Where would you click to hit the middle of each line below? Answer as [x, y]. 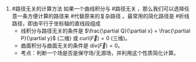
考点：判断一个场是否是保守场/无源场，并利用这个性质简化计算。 [100, 53]
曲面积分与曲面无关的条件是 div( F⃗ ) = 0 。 [72, 45]
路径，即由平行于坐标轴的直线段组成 [56, 23]
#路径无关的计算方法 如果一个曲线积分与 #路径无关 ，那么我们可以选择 [98, 9]
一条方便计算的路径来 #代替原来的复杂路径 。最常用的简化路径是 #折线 [103, 16]
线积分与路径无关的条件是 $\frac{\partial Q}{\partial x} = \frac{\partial [105, 31]
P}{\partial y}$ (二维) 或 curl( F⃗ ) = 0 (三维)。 [75, 38]
